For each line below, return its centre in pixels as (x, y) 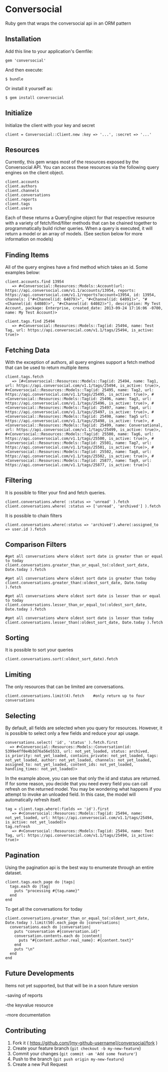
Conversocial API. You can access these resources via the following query (82, 167)
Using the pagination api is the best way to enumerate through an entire (79, 867)
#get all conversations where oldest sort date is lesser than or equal (83, 596)
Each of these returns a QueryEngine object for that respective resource (80, 218)
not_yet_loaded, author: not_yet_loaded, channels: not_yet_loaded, (78, 760)
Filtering (19, 481)
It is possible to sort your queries (39, 650)
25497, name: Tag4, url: (126, 408)
